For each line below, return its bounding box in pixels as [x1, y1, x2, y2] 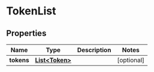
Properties [6, 28, 47, 38]
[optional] [116, 56, 145, 64]
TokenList [6, 4, 56, 18]
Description [77, 46, 111, 54]
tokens [9, 56, 29, 64]
